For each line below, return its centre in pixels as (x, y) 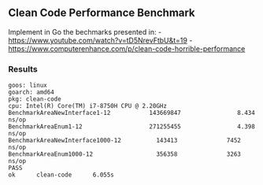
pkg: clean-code (35, 99)
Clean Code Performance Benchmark (102, 13)
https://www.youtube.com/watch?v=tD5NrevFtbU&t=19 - (100, 40)
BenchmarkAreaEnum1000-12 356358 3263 (125, 154)
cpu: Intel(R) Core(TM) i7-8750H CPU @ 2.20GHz (88, 106)
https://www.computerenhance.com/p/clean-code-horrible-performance (127, 48)
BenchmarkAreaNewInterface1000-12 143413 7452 (125, 141)
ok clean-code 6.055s (61, 175)
